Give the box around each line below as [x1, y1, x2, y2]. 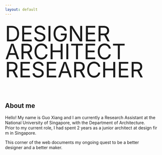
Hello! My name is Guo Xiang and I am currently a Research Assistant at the [5, 114, 156, 120]
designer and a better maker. [5, 144, 63, 150]
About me [5, 102, 35, 110]
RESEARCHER [5, 57, 144, 83]
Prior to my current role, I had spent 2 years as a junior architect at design [5, 124, 152, 131]
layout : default [5, 7, 38, 12]
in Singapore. [10, 130, 37, 136]
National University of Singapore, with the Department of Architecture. [5, 120, 145, 125]
